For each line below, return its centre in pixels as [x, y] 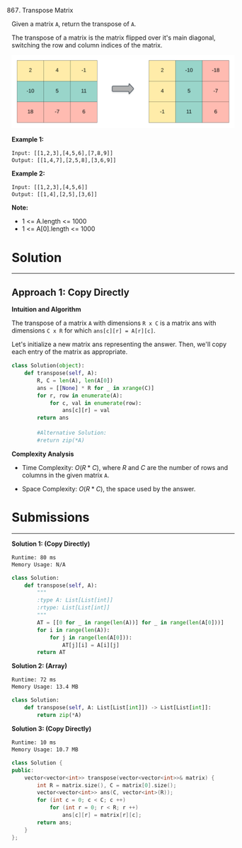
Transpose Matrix [47, 10]
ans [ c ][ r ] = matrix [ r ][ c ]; [102, 815]
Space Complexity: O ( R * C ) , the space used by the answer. [109, 488]
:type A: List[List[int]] [75, 600]
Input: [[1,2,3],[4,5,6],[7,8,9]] [63, 154]
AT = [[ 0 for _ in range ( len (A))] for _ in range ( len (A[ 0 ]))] [131, 622]
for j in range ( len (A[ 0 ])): [91, 637]
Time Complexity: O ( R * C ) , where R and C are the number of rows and [125, 467]
